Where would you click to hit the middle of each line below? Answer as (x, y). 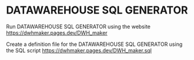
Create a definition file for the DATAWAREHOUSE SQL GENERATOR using (94, 44)
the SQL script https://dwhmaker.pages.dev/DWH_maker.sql (79, 50)
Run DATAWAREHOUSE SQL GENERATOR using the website (78, 26)
